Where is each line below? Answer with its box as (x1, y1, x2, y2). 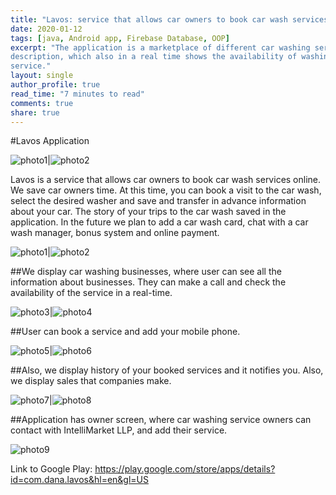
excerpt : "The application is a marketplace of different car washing (10, 42, 311, 53)
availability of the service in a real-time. (10, 287, 173, 299)
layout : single (10, 71, 74, 81)
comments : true (10, 98, 74, 108)
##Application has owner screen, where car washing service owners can (10, 414, 312, 426)
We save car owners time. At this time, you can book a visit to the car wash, (10, 184, 322, 196)
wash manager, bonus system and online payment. (10, 227, 220, 239)
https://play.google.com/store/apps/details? (94, 463, 276, 475)
